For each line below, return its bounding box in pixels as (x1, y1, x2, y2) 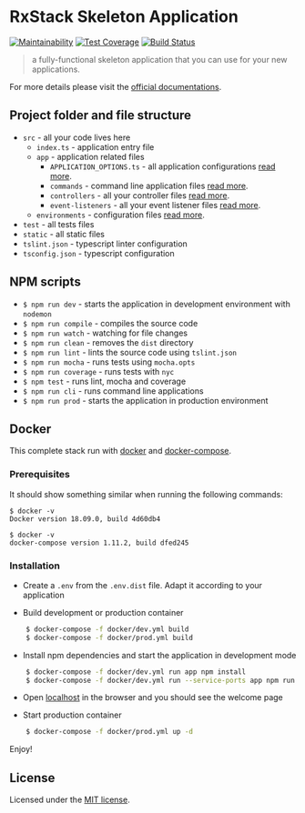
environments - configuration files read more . (36, 209, 205, 220)
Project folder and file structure (9, 107, 192, 124)
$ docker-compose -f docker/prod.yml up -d (25, 728, 194, 737)
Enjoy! (9, 744, 34, 755)
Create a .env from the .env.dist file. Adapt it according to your (22, 579, 262, 590)
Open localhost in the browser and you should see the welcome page (22, 692, 284, 703)
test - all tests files (22, 218, 95, 229)
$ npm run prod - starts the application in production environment (22, 395, 269, 406)
